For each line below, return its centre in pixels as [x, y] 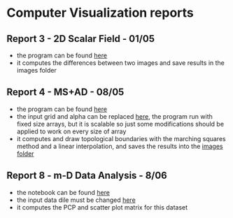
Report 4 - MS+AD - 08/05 [65, 92]
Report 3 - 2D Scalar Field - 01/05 [81, 39]
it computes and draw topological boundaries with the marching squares [121, 138]
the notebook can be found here [63, 192]
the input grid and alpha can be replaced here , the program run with [114, 116]
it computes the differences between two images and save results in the [120, 63]
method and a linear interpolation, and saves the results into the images [120, 146]
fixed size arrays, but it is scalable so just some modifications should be [120, 124]
